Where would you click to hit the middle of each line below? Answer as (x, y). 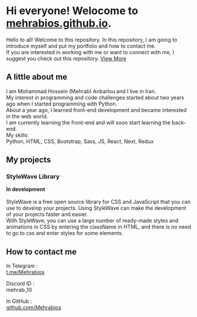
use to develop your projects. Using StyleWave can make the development (96, 208)
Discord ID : (20, 283)
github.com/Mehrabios (34, 308)
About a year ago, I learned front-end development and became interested (96, 110)
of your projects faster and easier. (47, 214)
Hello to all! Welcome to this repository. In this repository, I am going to (92, 39)
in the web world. (27, 116)
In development (26, 189)
